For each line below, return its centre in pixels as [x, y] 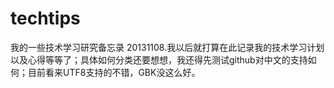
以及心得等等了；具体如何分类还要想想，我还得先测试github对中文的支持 [159, 59]
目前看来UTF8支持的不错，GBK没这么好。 [114, 72]
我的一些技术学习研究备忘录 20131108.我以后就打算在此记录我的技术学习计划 [167, 47]
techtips [45, 18]
